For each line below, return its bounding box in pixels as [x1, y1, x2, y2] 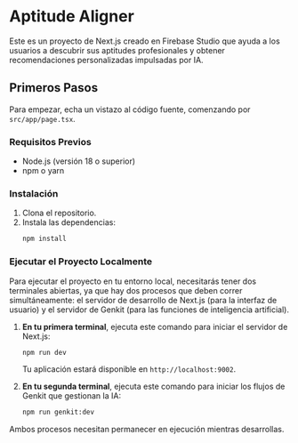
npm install [21, 234, 67, 244]
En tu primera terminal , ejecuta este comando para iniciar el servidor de [21, 321, 288, 332]
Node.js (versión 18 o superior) [21, 156, 136, 166]
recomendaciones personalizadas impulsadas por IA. [9, 54, 204, 65]
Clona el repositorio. [21, 207, 97, 219]
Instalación [9, 187, 59, 199]
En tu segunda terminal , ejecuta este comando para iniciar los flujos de [21, 381, 286, 392]
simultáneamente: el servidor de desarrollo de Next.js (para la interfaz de [9, 294, 278, 305]
